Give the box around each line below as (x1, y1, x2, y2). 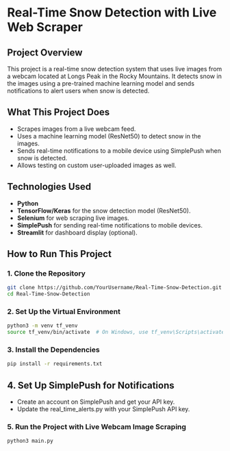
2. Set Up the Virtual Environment (7, 306, 121, 316)
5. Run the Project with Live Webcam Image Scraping (7, 422, 187, 432)
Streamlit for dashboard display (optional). (16, 228, 138, 236)
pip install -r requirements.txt (7, 361, 103, 367)
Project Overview (7, 47, 83, 58)
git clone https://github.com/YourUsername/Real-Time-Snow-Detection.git (7, 284, 222, 291)
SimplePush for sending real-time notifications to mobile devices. (16, 221, 203, 229)
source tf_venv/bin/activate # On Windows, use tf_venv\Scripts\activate (7, 329, 225, 336)
